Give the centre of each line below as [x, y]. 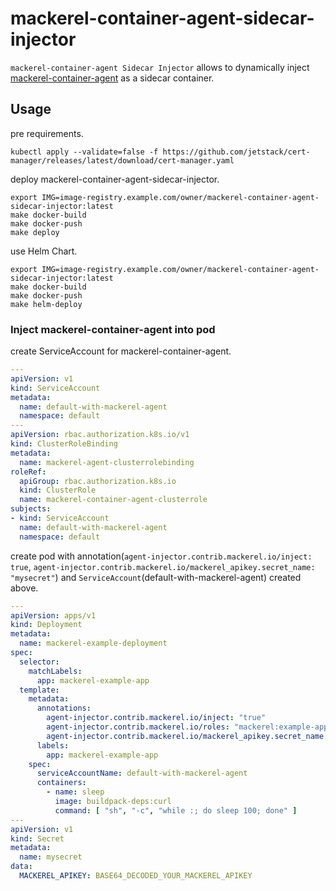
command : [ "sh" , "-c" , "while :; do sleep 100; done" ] [176, 810]
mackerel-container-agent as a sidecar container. [112, 78]
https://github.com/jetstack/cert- [236, 152]
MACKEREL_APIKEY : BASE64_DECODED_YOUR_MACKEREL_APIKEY [136, 876]
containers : [61, 783]
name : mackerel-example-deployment [93, 643]
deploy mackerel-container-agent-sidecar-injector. [115, 179]
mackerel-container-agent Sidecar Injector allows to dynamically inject [160, 67]
